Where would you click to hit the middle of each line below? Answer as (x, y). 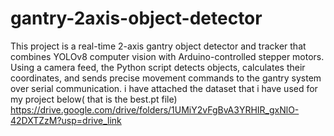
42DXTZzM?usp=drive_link (66, 120)
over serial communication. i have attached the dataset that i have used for (164, 88)
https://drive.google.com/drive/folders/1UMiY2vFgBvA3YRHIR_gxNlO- (155, 109)
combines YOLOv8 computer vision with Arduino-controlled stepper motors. (167, 56)
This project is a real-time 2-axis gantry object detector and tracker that (158, 46)
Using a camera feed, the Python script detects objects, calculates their (158, 67)
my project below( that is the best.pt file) (94, 99)
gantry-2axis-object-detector (136, 18)
